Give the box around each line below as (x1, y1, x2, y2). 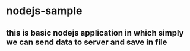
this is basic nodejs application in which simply (6, 28, 184, 38)
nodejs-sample (6, 4, 83, 18)
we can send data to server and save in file (6, 37, 167, 47)
